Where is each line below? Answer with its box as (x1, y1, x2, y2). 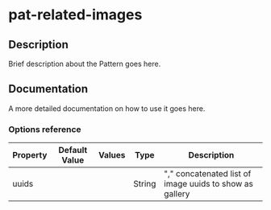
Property (12, 150, 48, 161)
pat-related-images (8, 6, 143, 24)
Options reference (8, 123, 82, 134)
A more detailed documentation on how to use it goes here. (8, 103, 206, 113)
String (132, 179, 156, 190)
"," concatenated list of (164, 168, 252, 179)
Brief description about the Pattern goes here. (8, 59, 161, 68)
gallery (164, 188, 190, 200)
